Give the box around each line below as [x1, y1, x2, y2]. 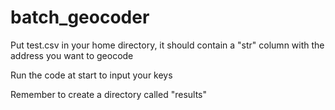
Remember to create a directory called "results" [10, 88, 207, 100]
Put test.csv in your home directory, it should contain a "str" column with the [10, 39, 325, 51]
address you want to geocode [10, 49, 134, 61]
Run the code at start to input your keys [10, 69, 173, 81]
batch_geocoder [10, 6, 150, 29]
